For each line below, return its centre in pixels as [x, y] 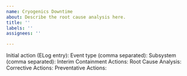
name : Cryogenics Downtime [39, 11]
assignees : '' [24, 34]
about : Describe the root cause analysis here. [66, 17]
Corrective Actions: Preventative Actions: [56, 68]
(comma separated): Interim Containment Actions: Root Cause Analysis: [94, 62]
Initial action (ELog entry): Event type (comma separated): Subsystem [91, 55]
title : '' [18, 22]
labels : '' [20, 28]
